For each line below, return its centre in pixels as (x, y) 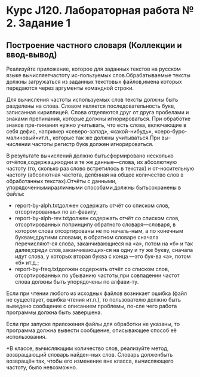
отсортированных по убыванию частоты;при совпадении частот (97, 275)
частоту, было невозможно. (42, 367)
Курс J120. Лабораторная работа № (100, 10)
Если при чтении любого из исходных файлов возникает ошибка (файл (97, 293)
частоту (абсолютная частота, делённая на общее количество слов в (95, 175)
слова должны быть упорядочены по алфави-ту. (77, 282)
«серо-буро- (171, 131)
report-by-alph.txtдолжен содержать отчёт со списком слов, (92, 205)
